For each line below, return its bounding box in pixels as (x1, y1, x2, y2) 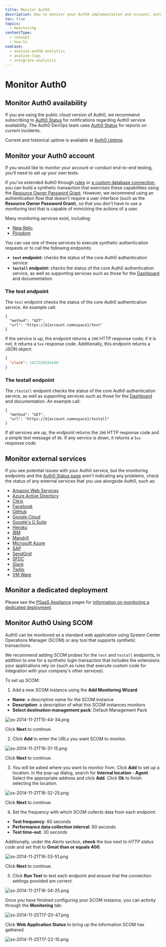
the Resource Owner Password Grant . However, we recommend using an (5, 190, 154, 196)
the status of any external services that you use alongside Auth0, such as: (5, 478, 156, 484)
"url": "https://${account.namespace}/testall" (9, 416, 110, 422)
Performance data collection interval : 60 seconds (12, 824, 116, 830)
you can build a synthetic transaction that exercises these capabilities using (5, 185, 159, 191)
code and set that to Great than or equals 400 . (5, 844, 101, 850)
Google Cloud (12, 514, 41, 520)
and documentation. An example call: (5, 399, 81, 405)
